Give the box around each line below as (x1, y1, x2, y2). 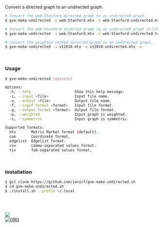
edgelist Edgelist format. (9, 139, 66, 144)
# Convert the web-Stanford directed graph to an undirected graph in (5, 27, 151, 31)
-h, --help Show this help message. (9, 90, 125, 94)
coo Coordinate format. (9, 134, 70, 139)
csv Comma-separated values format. (9, 143, 97, 148)
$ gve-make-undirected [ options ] (5, 76, 73, 81)
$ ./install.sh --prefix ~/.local (5, 188, 75, 193)
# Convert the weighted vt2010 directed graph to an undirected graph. (5, 40, 153, 45)
